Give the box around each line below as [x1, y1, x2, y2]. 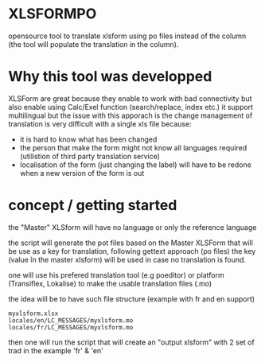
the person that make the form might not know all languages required [19, 142, 247, 152]
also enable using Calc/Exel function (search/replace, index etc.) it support [8, 102, 253, 111]
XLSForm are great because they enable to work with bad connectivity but [8, 93, 252, 103]
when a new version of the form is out [19, 168, 145, 177]
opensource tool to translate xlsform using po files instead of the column [8, 31, 247, 41]
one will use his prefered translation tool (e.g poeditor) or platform [8, 270, 224, 279]
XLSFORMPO [8, 5, 97, 23]
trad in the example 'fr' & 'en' [8, 345, 103, 355]
